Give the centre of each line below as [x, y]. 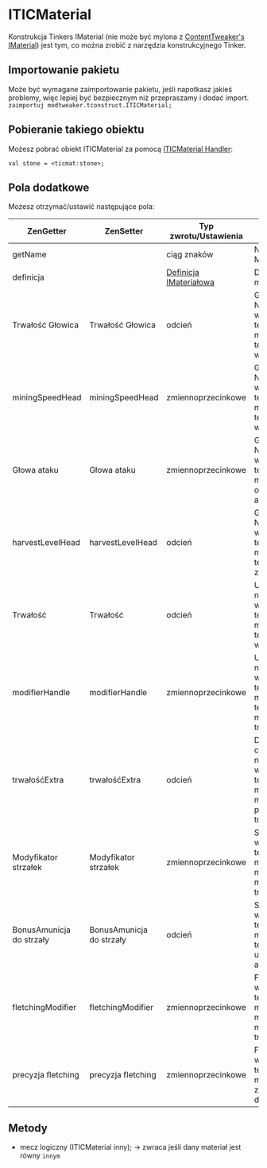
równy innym [40, 1156]
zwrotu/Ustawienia [207, 236]
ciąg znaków [190, 254]
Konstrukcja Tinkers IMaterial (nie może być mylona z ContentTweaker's [126, 37]
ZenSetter [124, 231]
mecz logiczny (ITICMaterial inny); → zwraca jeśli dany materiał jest [130, 1147]
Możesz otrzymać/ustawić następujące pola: [81, 207]
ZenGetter [47, 231]
